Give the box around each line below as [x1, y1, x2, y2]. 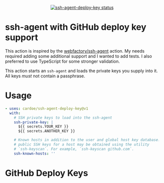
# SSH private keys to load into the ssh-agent [14, 115, 112, 120]
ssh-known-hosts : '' [14, 151, 56, 156]
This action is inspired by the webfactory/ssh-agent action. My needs [5, 48, 145, 54]
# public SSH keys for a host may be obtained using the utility [14, 142, 150, 147]
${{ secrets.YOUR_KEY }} [18, 124, 69, 129]
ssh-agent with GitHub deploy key [5, 22, 146, 33]
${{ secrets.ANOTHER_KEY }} [18, 129, 76, 134]
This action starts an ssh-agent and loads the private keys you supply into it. [5, 68, 158, 73]
